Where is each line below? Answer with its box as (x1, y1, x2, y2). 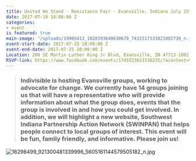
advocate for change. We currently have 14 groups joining (20, 84, 188, 92)
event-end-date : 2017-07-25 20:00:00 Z (6, 47, 103, 52)
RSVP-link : (6, 57, 33, 63)
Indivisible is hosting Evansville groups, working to (20, 76, 168, 85)
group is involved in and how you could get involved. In (20, 106, 180, 114)
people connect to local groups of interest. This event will (20, 128, 187, 136)
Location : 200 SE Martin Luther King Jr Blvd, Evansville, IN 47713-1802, (6, 52, 192, 58)
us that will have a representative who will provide (20, 91, 165, 99)
